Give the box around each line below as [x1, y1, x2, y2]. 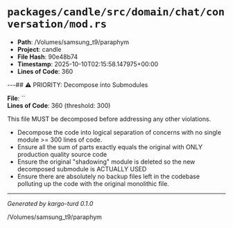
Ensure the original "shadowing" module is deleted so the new [17, 158, 196, 166]
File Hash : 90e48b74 [17, 53, 78, 61]
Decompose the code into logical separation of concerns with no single [17, 128, 222, 136]
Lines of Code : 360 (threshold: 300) [7, 101, 111, 109]
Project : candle [17, 45, 62, 53]
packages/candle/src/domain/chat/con [7, 6, 225, 19]
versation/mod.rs [7, 18, 107, 31]
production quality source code [17, 150, 107, 158]
